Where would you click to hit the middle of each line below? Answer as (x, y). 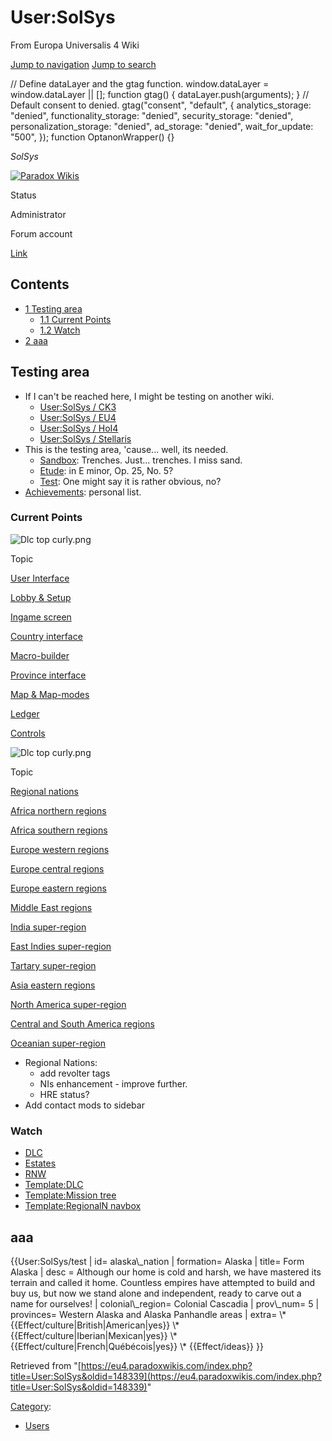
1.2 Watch (60, 330)
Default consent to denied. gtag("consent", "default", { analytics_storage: (161, 105)
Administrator (38, 214)
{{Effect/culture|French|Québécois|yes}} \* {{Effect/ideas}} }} (137, 1346)
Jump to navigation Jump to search (83, 64)
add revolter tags (75, 1073)
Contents (40, 284)
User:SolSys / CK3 (78, 407)
